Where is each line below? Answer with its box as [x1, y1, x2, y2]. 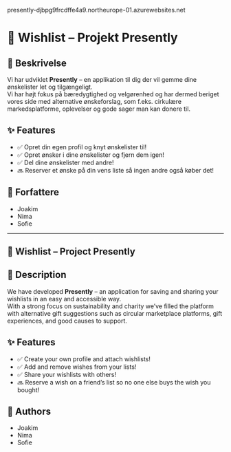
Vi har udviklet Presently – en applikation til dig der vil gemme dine [7, 76, 197, 83]
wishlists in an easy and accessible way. [7, 294, 122, 303]
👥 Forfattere [7, 186, 60, 198]
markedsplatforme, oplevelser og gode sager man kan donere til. [7, 105, 191, 113]
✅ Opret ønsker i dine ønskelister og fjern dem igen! [16, 151, 165, 159]
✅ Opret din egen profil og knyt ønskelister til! [16, 142, 146, 151]
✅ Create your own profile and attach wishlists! [16, 354, 151, 363]
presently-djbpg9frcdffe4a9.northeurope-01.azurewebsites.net [7, 6, 186, 14]
